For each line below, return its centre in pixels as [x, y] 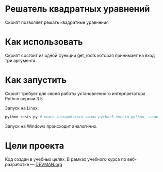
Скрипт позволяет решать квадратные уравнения [57, 22]
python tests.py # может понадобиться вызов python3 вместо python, [76, 117]
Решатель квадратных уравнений [78, 9]
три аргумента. [21, 60]
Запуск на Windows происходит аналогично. [51, 126]
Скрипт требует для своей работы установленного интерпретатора [75, 94]
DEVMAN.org [49, 164]
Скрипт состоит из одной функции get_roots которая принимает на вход [80, 55]
